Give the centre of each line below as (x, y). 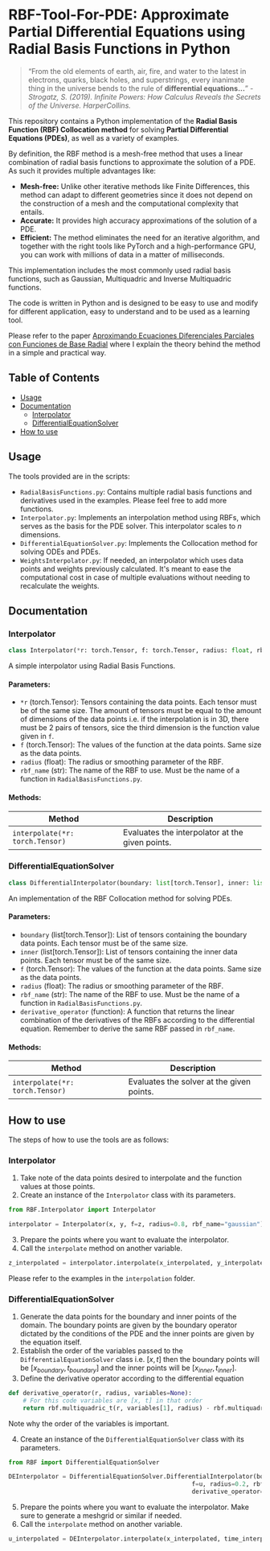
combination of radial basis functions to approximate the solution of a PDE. (132, 162)
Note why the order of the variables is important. (89, 1423)
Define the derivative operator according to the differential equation (132, 1378)
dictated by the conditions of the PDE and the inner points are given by (137, 1334)
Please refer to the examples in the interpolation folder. (102, 1278)
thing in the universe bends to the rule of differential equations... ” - (141, 88)
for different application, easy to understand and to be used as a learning (129, 311)
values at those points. (57, 1187)
